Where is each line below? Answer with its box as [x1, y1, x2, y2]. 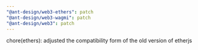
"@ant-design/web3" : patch [6, 20, 75, 26]
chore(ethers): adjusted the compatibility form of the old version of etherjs [6, 37, 193, 45]
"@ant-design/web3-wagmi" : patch [6, 15, 91, 21]
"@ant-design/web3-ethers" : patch [6, 9, 94, 15]
